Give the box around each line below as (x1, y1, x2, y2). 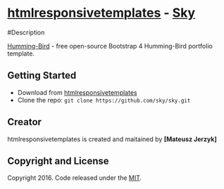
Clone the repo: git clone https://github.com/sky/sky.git (17, 96, 191, 104)
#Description (7, 28, 45, 37)
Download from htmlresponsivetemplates (17, 88, 137, 96)
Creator (7, 116, 42, 128)
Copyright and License (7, 155, 109, 167)
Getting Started (7, 70, 77, 82)
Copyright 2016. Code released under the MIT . (7, 174, 142, 182)
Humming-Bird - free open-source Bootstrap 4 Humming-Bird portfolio (7, 41, 213, 50)
